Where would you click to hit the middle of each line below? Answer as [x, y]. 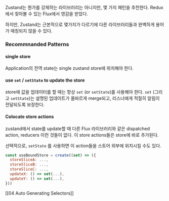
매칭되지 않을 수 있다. [31, 31]
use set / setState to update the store [45, 80]
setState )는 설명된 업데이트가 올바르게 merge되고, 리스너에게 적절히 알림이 [85, 98]
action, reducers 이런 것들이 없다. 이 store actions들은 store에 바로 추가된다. [82, 135]
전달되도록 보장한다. [25, 105]
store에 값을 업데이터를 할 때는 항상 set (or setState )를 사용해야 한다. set [78, 92]
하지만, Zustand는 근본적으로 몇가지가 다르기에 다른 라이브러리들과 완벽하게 [80, 25]
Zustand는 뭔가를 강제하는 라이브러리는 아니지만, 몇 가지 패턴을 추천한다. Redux [84, 7]
